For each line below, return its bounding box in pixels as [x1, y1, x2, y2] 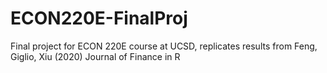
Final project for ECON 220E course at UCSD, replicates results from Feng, [10, 40, 318, 52]
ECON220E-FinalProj [10, 7, 188, 30]
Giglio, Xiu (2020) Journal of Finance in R [10, 50, 181, 62]
